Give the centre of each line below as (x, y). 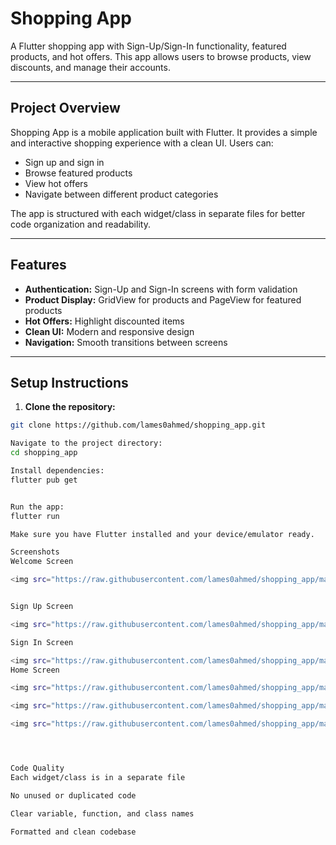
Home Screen (35, 670)
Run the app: (37, 507)
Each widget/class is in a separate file (98, 777)
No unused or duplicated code (73, 795)
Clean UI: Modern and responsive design (109, 331)
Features (38, 265)
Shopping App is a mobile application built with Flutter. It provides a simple (164, 132)
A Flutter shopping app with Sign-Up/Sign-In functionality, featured (148, 46)
